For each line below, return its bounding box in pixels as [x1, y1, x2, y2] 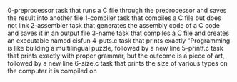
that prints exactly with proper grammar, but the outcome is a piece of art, [7, 51, 225, 60]
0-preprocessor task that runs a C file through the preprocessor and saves [7, 6, 227, 14]
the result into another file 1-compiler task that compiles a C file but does [7, 14, 221, 22]
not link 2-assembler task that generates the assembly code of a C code [7, 21, 220, 29]
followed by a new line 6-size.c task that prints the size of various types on [7, 59, 228, 67]
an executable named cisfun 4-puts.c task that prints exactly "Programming [7, 36, 231, 45]
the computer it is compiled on [7, 67, 98, 75]
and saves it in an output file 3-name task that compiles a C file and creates [7, 29, 230, 37]
